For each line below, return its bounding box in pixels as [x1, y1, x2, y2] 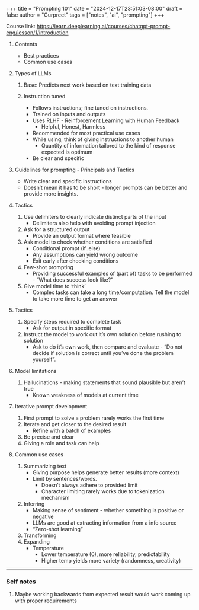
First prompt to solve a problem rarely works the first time [23, 414, 165, 421]
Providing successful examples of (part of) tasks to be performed [32, 270, 192, 277]
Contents [14, 41, 37, 47]
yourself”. [32, 356, 56, 363]
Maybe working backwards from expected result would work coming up [14, 591, 191, 598]
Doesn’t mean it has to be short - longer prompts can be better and [23, 184, 188, 191]
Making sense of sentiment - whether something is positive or [32, 507, 184, 513]
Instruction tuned [23, 93, 66, 100]
